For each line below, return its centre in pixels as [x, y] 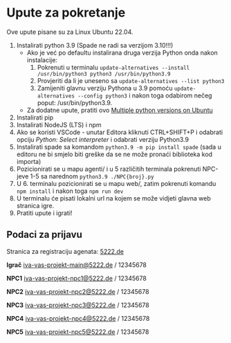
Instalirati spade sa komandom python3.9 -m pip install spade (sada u [119, 147]
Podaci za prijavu [44, 235]
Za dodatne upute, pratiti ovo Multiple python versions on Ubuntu [120, 110]
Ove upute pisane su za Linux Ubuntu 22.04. [70, 32]
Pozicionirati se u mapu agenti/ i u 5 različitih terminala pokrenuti [109, 169]
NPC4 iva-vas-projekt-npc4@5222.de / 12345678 [78, 318]
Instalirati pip [35, 117]
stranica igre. [35, 205]
